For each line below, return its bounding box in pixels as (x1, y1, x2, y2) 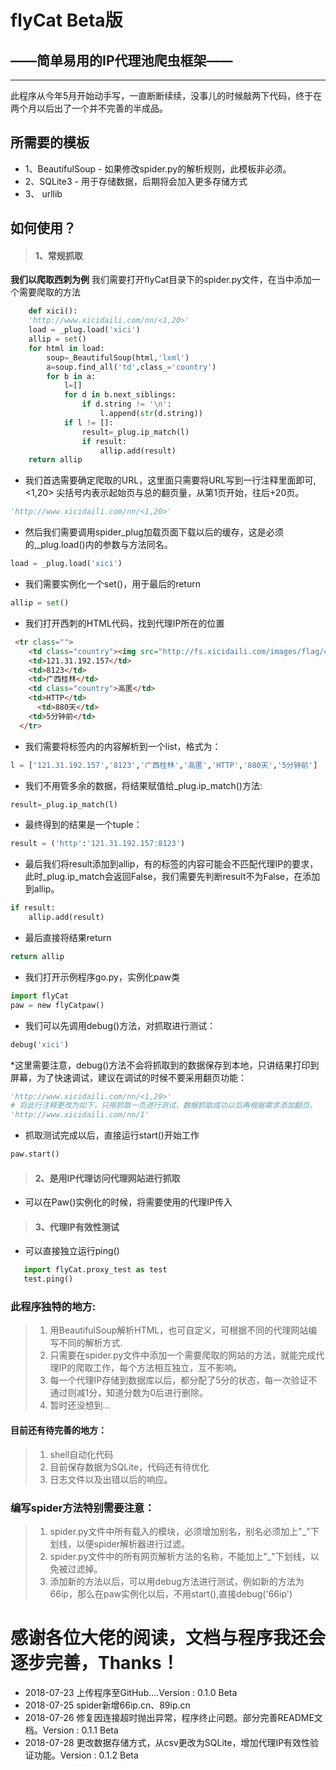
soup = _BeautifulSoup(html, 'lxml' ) (46, 352, 190, 363)
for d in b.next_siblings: (63, 390, 177, 400)
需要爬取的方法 (18, 286, 81, 298)
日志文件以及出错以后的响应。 (49, 1473, 173, 1485)
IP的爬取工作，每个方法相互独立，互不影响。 (58, 1362, 243, 1374)
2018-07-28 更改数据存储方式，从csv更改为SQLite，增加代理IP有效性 (24, 1736, 311, 1748)
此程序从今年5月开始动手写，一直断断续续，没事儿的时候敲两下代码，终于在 (10, 90, 323, 101)
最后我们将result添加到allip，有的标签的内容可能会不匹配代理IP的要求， (24, 858, 319, 870)
